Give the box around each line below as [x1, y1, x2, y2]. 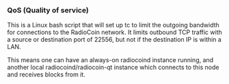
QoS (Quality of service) [7, 5, 89, 15]
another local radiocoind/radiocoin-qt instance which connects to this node [7, 64, 219, 72]
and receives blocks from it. [7, 70, 85, 79]
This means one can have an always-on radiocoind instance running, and [7, 56, 214, 64]
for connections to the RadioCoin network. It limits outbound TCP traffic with [7, 28, 222, 36]
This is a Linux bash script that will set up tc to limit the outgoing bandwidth [7, 21, 220, 29]
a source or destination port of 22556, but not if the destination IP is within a [7, 36, 222, 44]
